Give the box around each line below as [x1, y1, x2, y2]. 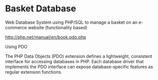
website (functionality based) [28, 24, 88, 30]
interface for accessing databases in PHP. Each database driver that [5, 58, 144, 64]
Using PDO [5, 43, 28, 49]
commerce [5, 24, 27, 30]
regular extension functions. [5, 69, 63, 75]
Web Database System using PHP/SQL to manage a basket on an [5, 19, 138, 25]
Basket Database [5, 3, 77, 14]
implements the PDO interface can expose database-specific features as [5, 64, 153, 70]
